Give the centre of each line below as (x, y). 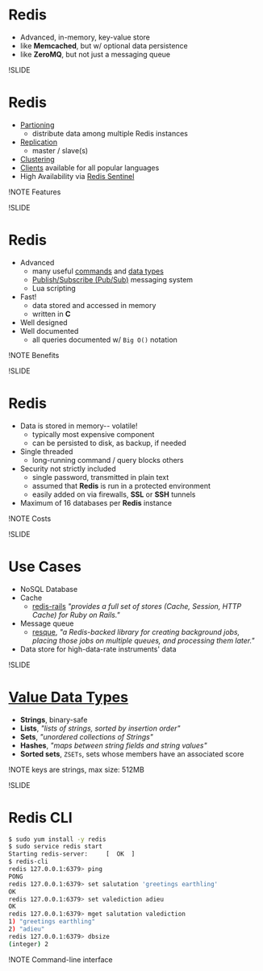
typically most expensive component (93, 434)
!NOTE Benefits (34, 355)
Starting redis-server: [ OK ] (72, 854)
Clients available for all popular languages (90, 168)
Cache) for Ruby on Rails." (76, 615)
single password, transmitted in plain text (100, 477)
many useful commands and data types (98, 271)
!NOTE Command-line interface (61, 959)
